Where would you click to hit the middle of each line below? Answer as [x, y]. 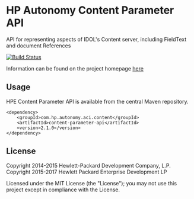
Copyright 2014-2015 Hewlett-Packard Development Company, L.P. [88, 165]
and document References [39, 46]
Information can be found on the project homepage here [75, 68]
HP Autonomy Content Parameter [90, 10]
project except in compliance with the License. [63, 190]
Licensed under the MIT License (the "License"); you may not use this [91, 183]
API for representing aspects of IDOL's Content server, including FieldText [96, 39]
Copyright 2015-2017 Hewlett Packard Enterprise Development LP [87, 172]
